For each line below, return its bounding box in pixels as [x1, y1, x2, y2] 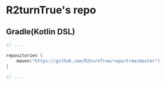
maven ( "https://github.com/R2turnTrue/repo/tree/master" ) [16, 58, 160, 64]
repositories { [6, 52, 43, 58]
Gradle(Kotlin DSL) [6, 27, 75, 37]
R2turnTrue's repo [6, 3, 96, 17]
